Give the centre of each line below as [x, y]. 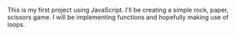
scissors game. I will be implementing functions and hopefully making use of [118, 17]
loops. [17, 24]
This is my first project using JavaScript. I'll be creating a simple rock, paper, [118, 10]
